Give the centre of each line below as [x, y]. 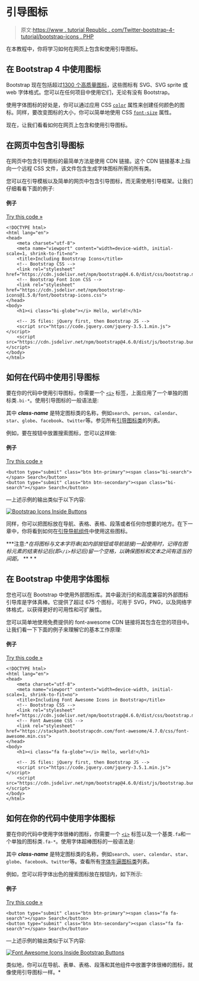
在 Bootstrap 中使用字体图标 [58, 579]
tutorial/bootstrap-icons [49, 36]
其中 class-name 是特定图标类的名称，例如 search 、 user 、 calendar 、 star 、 [99, 854]
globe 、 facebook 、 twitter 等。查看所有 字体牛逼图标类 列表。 [79, 861]
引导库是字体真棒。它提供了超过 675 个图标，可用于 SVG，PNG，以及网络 [97, 602]
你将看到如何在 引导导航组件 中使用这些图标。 [76, 531]
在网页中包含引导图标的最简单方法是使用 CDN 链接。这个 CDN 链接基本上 [96, 161]
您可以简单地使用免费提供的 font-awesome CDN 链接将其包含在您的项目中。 [99, 622]
